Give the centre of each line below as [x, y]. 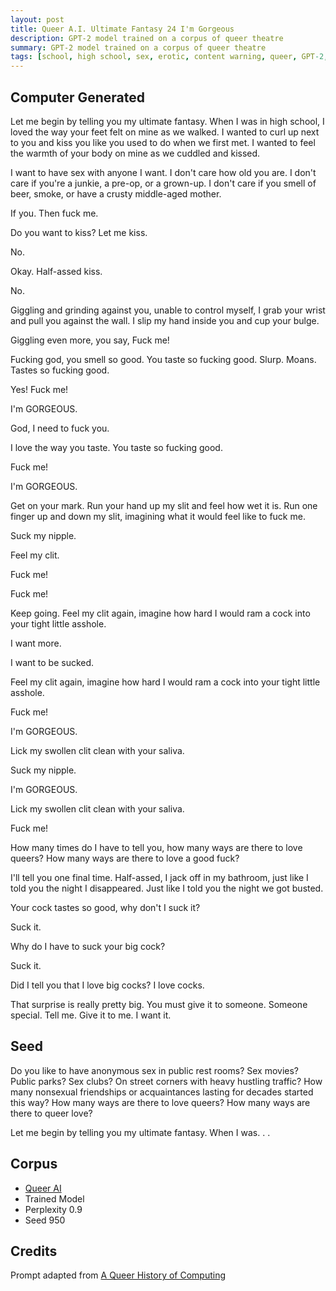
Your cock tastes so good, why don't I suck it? [105, 907]
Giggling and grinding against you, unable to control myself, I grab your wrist [168, 310]
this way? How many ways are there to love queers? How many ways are [160, 1102]
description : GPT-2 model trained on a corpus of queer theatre [147, 38]
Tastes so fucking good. [60, 370]
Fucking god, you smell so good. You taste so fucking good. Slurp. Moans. [163, 359]
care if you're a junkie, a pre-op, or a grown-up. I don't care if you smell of [163, 183]
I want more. [36, 643]
